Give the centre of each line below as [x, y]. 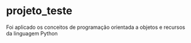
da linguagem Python [32, 33]
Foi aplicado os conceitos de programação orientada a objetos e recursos [96, 27]
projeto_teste [39, 11]
